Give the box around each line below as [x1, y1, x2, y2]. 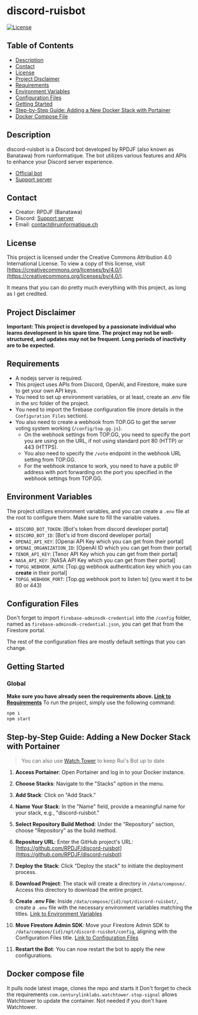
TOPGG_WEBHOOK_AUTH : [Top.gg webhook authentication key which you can [15, 563, 192, 570]
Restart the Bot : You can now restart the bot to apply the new [15, 945, 166, 952]
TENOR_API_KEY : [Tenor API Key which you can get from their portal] [15, 550, 178, 557]
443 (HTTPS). [24, 444, 58, 451]
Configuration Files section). [15, 412, 89, 419]
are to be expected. [6, 342, 55, 349]
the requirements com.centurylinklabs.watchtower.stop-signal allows [6, 991, 177, 998]
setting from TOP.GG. [24, 456, 76, 463]
